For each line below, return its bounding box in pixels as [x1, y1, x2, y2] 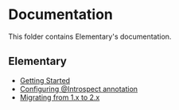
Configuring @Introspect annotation [19, 84, 138, 93]
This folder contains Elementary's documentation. [8, 32, 172, 41]
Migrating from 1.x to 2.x [19, 93, 100, 102]
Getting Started [19, 75, 70, 85]
